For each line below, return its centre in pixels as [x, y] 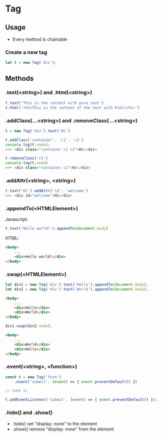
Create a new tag [26, 52]
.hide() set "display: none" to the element [55, 423]
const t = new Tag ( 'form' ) [33, 377]
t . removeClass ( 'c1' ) [27, 159]
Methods [19, 78]
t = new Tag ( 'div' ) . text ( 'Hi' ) [38, 131]
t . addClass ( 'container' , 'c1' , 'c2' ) [44, 140]
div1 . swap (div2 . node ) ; [29, 326]
